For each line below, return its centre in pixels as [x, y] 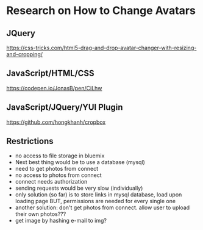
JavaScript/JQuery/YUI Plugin [65, 107]
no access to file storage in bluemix [60, 156]
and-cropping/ [25, 54]
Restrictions [30, 141]
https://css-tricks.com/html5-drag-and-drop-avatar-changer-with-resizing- [101, 48]
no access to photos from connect [58, 175]
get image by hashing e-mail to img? [61, 221]
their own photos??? [41, 214]
